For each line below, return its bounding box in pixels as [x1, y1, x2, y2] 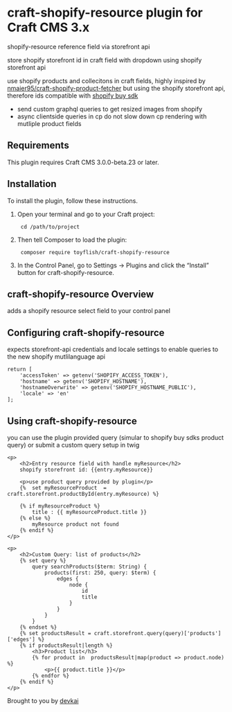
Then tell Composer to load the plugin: [17, 235, 127, 244]
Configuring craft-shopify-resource [7, 327, 165, 339]
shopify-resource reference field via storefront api [7, 42, 150, 51]
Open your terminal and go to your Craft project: [17, 210, 155, 218]
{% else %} [19, 515, 51, 522]
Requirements [7, 140, 69, 152]
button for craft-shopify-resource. [17, 268, 114, 276]
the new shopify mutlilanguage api [7, 353, 106, 361]
